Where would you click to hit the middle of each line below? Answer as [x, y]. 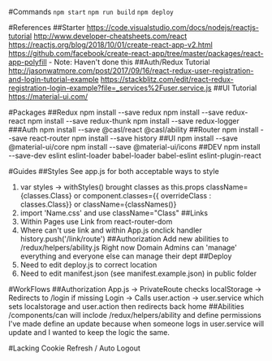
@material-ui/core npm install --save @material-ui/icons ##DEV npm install [135, 147]
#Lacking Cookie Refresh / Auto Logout [74, 348]
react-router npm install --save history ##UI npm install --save [134, 138]
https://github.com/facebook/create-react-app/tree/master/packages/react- [136, 53]
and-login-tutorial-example [54, 79]
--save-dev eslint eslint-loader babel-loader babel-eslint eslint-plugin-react [135, 155]
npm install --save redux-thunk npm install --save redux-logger [133, 121]
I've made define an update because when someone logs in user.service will [136, 324]
